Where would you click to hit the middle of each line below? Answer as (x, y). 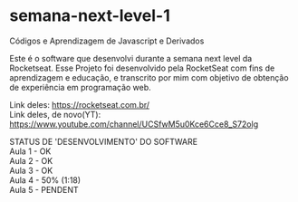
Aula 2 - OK (31, 160)
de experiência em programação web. (80, 87)
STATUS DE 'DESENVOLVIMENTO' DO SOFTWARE (103, 141)
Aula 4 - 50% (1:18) (45, 180)
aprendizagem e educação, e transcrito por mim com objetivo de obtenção (149, 77)
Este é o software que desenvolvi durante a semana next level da (131, 58)
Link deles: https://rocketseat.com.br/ (80, 104)
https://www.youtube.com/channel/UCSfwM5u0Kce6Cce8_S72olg (134, 124)
